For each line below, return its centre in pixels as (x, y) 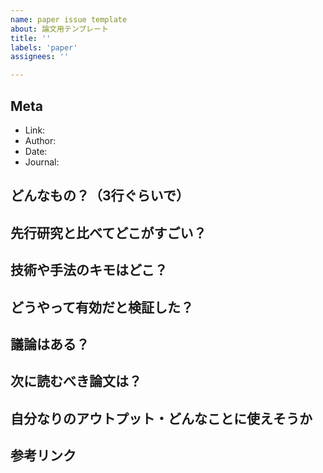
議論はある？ (50, 344)
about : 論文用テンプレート (59, 29)
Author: (40, 140)
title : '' (31, 38)
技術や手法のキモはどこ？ (89, 270)
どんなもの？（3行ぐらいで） (100, 196)
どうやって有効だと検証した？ (102, 307)
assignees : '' (40, 57)
